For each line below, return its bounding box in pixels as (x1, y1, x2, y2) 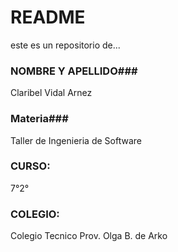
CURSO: (10, 159, 51, 173)
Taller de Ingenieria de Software (10, 134, 142, 146)
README (10, 6, 86, 29)
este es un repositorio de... (10, 39, 121, 51)
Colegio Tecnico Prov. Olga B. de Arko (10, 230, 168, 242)
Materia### (10, 112, 69, 126)
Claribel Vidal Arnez (10, 87, 93, 99)
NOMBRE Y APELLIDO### (10, 64, 138, 78)
